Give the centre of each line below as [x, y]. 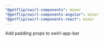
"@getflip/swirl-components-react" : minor [50, 19]
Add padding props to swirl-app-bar [42, 33]
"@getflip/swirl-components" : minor [43, 10]
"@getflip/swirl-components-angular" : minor [52, 14]
